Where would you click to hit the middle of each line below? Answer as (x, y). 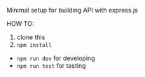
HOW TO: (20, 23)
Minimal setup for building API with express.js (72, 10)
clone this (31, 37)
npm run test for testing (51, 65)
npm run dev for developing (56, 58)
